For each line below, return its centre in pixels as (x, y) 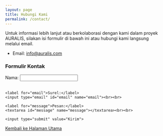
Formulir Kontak (25, 66)
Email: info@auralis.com (37, 53)
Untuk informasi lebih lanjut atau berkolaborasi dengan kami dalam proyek (82, 33)
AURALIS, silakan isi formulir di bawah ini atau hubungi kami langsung (77, 38)
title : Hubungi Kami (27, 14)
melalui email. (19, 44)
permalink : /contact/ (28, 19)
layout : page (19, 10)
